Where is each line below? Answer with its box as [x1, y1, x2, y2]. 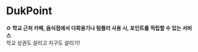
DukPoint [6, 4, 53, 18]
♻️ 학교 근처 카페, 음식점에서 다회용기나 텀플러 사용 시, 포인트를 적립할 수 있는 [6, 24, 181, 31]
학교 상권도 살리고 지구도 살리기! [6, 39, 81, 46]
